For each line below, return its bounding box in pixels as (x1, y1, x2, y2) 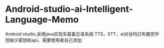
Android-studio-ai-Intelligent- (5, 3, 133, 15)
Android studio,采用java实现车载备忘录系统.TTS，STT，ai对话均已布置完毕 (5, 31, 159, 37)
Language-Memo (5, 14, 79, 25)
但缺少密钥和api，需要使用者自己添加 (5, 37, 82, 43)
